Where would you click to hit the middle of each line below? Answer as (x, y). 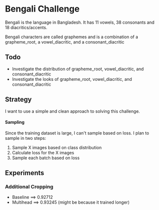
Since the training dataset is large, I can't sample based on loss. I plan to (77, 133)
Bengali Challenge (42, 9)
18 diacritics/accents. (26, 27)
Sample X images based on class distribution (57, 147)
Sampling (15, 122)
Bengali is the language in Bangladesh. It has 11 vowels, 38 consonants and (80, 22)
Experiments (25, 173)
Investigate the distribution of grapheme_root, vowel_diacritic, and (78, 69)
